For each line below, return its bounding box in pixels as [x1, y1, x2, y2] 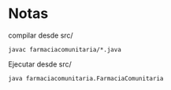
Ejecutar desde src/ [8, 59, 72, 69]
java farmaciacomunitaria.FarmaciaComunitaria [8, 74, 164, 82]
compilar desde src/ [8, 31, 73, 40]
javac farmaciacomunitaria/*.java [8, 45, 122, 53]
